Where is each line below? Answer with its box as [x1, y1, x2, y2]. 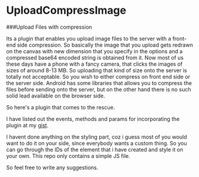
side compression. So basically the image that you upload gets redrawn [17, 41, 193, 48]
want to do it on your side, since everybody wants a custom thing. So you [6, 139, 187, 147]
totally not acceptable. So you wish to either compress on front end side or [6, 73, 191, 80]
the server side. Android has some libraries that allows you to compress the [6, 79, 192, 87]
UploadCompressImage [6, 4, 127, 17]
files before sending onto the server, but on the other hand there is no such [6, 86, 191, 93]
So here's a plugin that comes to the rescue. [6, 103, 115, 111]
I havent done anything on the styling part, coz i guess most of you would [6, 133, 187, 141]
